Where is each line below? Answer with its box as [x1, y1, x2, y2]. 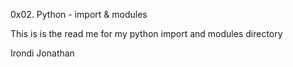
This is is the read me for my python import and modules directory [10, 28, 283, 39]
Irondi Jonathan [10, 47, 75, 59]
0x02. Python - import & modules [10, 9, 148, 20]
